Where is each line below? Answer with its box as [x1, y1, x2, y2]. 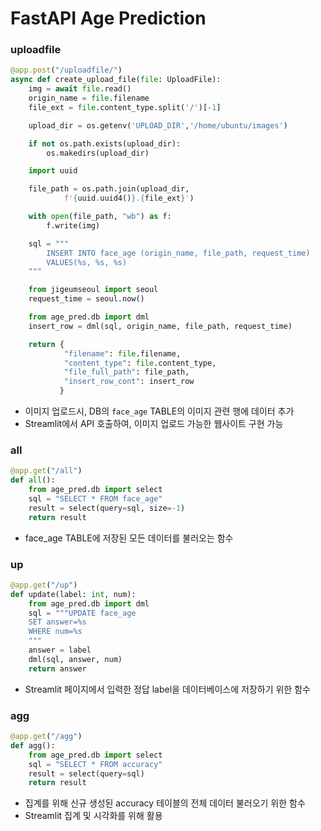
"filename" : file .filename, [63, 348, 182, 359]
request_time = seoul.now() [28, 294, 145, 304]
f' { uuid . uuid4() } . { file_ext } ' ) [63, 193, 195, 204]
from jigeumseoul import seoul [28, 285, 159, 295]
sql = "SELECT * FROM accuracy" [28, 759, 163, 769]
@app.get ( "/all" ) [10, 466, 83, 476]
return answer [28, 663, 87, 674]
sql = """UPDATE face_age [28, 608, 137, 618]
